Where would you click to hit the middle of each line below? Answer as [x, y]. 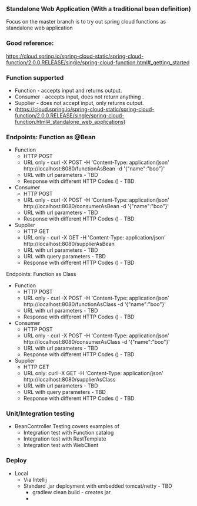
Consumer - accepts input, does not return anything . [79, 97]
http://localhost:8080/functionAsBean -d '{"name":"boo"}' [94, 169]
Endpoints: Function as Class [41, 274]
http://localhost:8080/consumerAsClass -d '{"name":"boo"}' [97, 342]
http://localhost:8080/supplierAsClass [69, 380]
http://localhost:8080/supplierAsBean [69, 244]
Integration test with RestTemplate [65, 439]
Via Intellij [35, 479]
